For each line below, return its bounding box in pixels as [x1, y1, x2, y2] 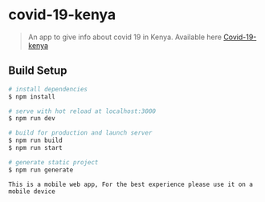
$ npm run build [8, 136, 63, 145]
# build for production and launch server [8, 129, 153, 137]
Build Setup [8, 64, 67, 78]
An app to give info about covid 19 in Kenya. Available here [27, 32, 222, 42]
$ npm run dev [8, 115, 56, 123]
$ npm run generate [8, 166, 74, 174]
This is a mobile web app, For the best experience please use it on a [8, 180, 253, 188]
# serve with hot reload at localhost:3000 [8, 107, 157, 115]
